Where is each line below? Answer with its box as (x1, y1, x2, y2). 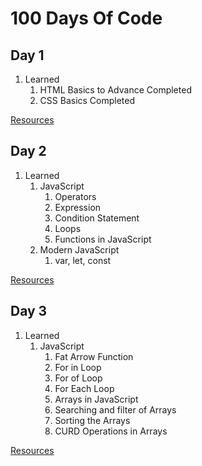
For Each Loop (54, 382, 115, 394)
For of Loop (54, 372, 103, 384)
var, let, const (54, 254, 112, 266)
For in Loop (54, 361, 102, 373)
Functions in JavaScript (54, 233, 152, 245)
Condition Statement (54, 212, 140, 224)
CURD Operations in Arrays (54, 425, 168, 437)
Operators (54, 190, 97, 202)
